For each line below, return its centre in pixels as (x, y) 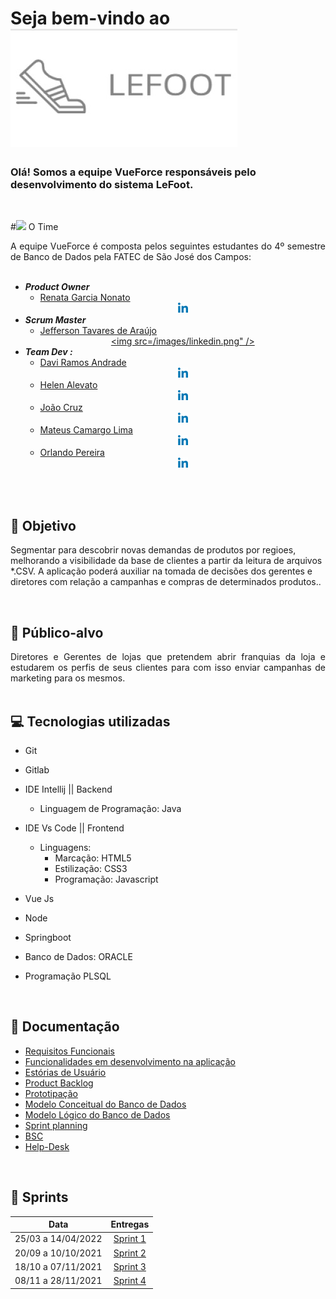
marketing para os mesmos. (68, 678)
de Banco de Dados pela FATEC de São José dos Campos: (131, 257)
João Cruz (61, 408)
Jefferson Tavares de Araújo (98, 331)
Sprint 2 (130, 1253)
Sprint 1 (130, 1239)
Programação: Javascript (106, 879)
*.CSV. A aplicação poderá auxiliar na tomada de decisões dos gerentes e (161, 571)
